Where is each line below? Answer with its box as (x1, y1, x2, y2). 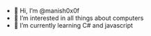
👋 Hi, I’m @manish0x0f (13, 7, 80, 15)
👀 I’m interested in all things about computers (13, 14, 144, 22)
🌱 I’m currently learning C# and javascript (13, 21, 134, 29)
